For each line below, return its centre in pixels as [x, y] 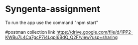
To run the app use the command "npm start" [52, 22]
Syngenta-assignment [53, 9]
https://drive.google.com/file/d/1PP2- [95, 32]
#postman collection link [30, 32]
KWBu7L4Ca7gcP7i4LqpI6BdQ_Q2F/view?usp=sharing [62, 37]
